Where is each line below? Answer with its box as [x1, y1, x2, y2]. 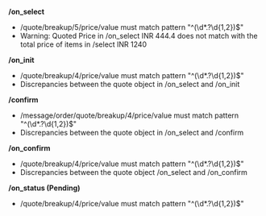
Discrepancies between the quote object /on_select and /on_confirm [19, 168, 248, 177]
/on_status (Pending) [8, 183, 81, 193]
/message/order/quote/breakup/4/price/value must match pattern [19, 110, 239, 120]
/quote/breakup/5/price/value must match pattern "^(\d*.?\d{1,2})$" [19, 23, 244, 31]
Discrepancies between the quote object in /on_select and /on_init [19, 80, 240, 89]
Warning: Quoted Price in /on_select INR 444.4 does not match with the [19, 31, 258, 40]
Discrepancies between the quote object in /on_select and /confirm [19, 128, 244, 137]
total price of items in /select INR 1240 [19, 39, 148, 49]
